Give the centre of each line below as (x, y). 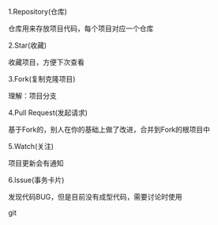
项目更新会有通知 (36, 163)
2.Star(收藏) (28, 45)
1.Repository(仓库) (38, 11)
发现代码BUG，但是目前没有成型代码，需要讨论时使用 (96, 197)
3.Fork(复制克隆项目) (42, 79)
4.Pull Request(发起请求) (48, 113)
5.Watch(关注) (31, 146)
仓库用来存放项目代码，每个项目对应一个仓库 (81, 29)
